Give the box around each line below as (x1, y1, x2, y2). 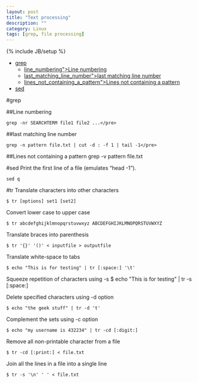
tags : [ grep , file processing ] (6, 31, 85, 37)
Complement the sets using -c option (6, 316, 98, 323)
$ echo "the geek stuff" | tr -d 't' (6, 305, 101, 311)
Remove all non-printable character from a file (6, 338, 121, 345)
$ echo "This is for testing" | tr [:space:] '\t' (6, 265, 136, 271)
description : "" (6, 20, 47, 26)
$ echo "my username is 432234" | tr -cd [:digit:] (6, 328, 138, 334)
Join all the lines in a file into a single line (6, 360, 107, 367)
